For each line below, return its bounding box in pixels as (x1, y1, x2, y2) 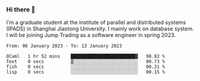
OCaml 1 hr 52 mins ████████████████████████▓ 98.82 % (6, 54, 165, 60)
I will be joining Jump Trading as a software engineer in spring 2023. (6, 32, 176, 39)
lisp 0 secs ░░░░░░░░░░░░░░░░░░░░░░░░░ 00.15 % (6, 69, 165, 75)
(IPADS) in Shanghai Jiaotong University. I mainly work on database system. (6, 25, 194, 32)
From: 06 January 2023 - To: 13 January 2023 (6, 43, 122, 49)
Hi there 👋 (6, 5, 36, 14)
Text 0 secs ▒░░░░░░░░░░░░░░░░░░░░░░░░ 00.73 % (6, 59, 165, 65)
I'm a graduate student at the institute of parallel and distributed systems (6, 19, 186, 26)
